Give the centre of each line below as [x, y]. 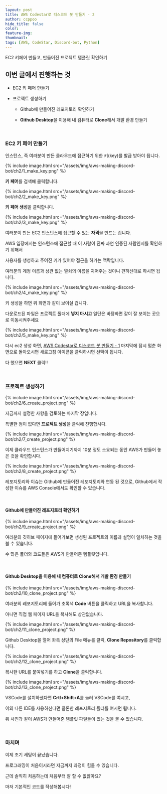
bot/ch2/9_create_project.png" [37, 527]
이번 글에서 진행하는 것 [38, 75]
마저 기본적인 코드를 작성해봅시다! [38, 786]
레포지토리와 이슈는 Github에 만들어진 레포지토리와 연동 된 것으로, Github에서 [81, 482]
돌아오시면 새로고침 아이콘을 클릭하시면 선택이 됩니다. [71, 352]
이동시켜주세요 [25, 320]
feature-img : [19, 33]
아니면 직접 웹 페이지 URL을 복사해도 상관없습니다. [54, 614]
